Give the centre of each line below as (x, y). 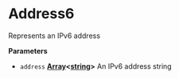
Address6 (41, 14)
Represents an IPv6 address (54, 36)
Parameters (28, 51)
